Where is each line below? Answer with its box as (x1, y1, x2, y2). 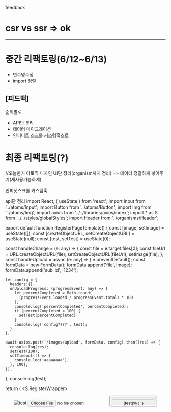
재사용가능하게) (11, 176, 42, 182)
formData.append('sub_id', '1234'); (5, 267, 78, 273)
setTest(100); (10, 349, 40, 354)
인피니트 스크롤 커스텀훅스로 (12, 132, 69, 139)
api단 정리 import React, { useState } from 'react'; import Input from (5, 198, 146, 204)
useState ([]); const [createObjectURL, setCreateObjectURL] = (5, 230, 135, 236)
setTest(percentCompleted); (18, 313, 79, 318)
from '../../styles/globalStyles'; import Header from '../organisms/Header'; (5, 215, 159, 221)
